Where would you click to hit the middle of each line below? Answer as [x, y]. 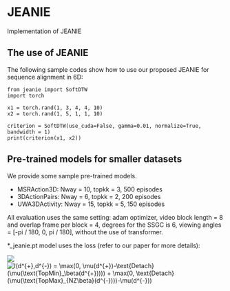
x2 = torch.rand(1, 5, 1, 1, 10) [55, 114]
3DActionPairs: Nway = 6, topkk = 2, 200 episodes [89, 196]
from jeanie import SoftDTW [48, 90]
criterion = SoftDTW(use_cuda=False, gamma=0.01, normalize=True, [104, 126]
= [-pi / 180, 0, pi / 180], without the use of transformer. [85, 232]
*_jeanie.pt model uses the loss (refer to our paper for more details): [104, 245]
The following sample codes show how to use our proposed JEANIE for [108, 69]
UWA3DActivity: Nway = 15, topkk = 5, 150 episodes [91, 204]
